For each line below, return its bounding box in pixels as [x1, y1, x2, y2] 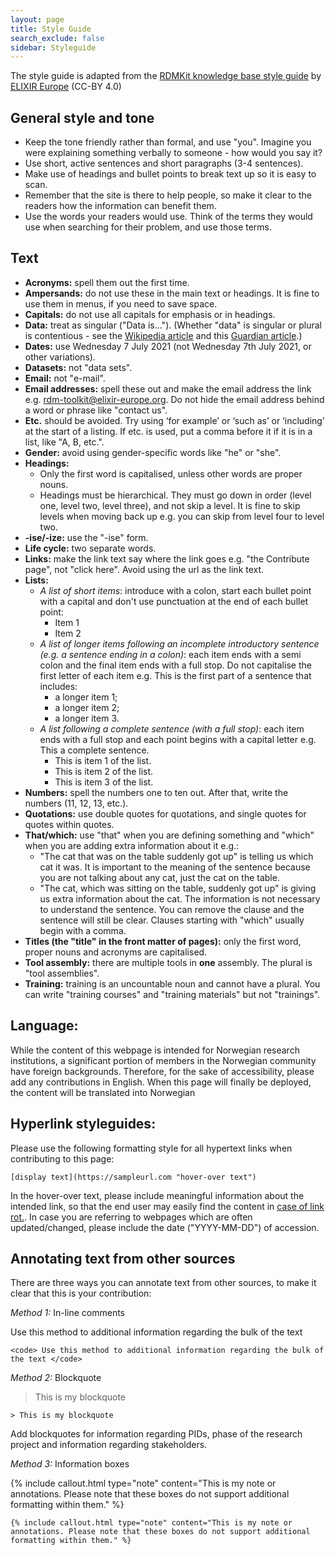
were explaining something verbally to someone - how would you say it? [24, 147, 323, 159]
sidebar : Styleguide [10, 42, 97, 53]
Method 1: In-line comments [10, 1307, 125, 1319]
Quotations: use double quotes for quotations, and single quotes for [24, 807, 307, 820]
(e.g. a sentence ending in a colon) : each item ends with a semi [39, 648, 302, 660]
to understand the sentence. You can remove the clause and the [39, 903, 305, 915]
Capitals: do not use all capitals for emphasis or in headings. [24, 308, 276, 320]
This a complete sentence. [39, 744, 150, 756]
